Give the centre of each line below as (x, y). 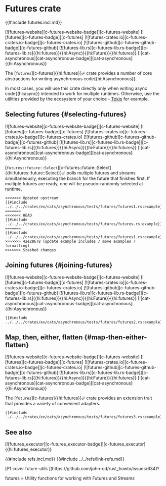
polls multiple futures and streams (101, 173)
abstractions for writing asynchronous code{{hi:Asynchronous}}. (71, 79)
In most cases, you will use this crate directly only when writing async (76, 88)
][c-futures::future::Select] (84, 167)
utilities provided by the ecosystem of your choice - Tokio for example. (77, 99)
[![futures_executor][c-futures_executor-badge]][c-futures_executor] (75, 444)
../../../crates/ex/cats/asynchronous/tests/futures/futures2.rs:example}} (85, 322)
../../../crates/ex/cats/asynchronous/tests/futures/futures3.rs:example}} (85, 417)
